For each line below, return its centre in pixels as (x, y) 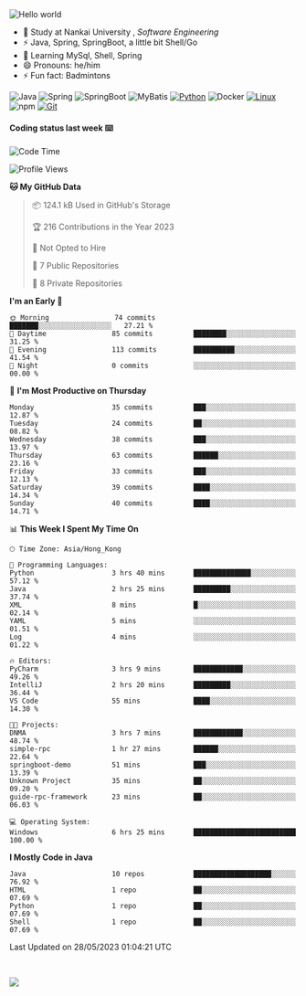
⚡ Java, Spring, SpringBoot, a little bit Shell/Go (110, 42)
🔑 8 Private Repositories (77, 283)
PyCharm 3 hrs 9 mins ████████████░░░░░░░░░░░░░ (153, 669)
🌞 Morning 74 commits (83, 318)
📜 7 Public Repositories (75, 266)
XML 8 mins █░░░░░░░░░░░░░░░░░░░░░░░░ (153, 605)
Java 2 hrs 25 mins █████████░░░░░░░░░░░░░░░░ (153, 589)
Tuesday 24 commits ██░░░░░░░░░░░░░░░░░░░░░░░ (153, 424)
